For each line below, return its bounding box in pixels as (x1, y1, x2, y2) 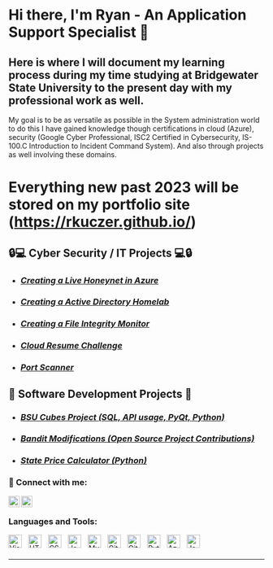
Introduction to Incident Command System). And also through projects (28, 141, 264, 151)
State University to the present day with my (8, 81, 233, 94)
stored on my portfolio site (8, 195, 191, 214)
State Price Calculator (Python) (19, 455, 148, 466)
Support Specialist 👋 (8, 23, 149, 42)
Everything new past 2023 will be (8, 178, 240, 197)
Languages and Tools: (8, 515, 97, 526)
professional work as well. (8, 94, 145, 107)
